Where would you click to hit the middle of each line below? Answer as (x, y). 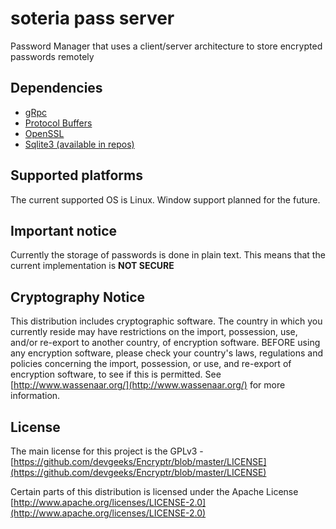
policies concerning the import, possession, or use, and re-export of (151, 364)
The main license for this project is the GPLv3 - (107, 451)
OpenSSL (44, 133)
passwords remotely (52, 56)
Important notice (64, 230)
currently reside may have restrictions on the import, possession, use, (154, 332)
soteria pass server (92, 18)
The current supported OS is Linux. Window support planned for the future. (165, 199)
